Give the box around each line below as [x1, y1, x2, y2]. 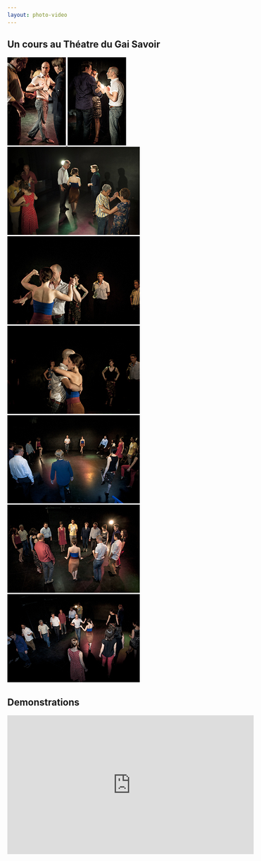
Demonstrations [7, 696, 79, 708]
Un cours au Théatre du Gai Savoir [7, 39, 160, 51]
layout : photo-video [7, 11, 68, 18]
